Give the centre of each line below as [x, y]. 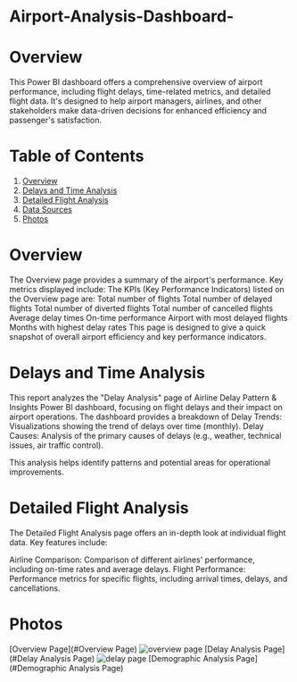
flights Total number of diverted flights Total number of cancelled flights [141, 308]
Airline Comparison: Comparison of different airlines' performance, [132, 560]
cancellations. [35, 588]
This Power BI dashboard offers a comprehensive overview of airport [136, 82]
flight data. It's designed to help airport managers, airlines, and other [136, 101]
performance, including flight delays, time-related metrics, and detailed [140, 92]
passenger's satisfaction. [56, 120]
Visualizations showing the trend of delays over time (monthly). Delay [137, 425]
